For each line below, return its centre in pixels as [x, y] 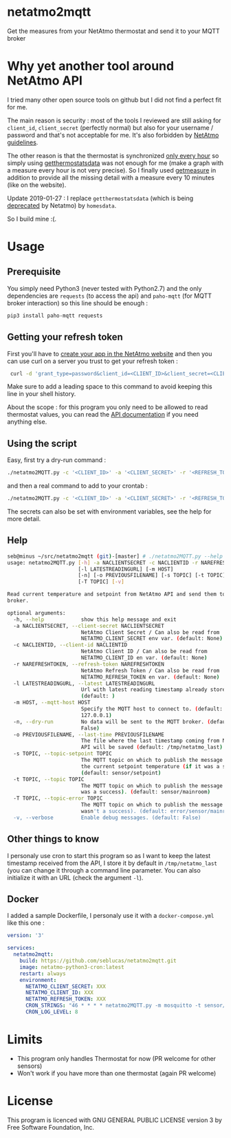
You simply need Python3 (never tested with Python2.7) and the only [104, 288]
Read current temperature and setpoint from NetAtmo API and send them [112, 594]
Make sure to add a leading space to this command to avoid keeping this [110, 386]
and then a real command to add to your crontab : [77, 486]
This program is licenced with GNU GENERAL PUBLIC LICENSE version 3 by [114, 1120]
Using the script [42, 443]
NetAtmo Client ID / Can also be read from [144, 652]
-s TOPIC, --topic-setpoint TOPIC [63, 754]
